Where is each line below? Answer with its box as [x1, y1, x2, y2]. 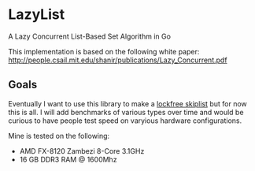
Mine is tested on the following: [8, 131, 110, 140]
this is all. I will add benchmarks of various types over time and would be [8, 107, 244, 117]
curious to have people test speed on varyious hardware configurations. [8, 116, 242, 125]
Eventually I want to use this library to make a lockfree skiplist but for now [8, 99, 248, 108]
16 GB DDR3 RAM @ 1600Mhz [19, 154, 117, 164]
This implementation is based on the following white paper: [8, 46, 200, 56]
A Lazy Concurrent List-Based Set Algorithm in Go [8, 32, 172, 41]
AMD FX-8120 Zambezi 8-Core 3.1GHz [19, 146, 145, 155]
